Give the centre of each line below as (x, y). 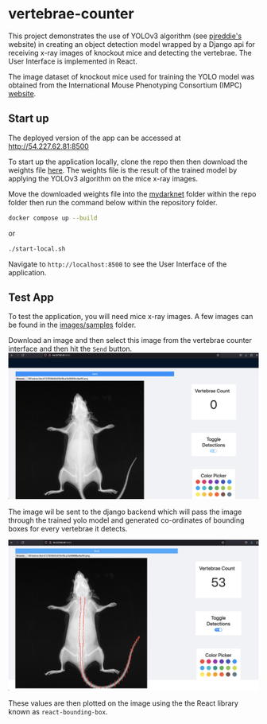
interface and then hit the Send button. (70, 349)
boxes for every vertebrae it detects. (68, 529)
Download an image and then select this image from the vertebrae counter (130, 341)
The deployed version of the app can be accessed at (95, 138)
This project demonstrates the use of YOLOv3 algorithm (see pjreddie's (125, 36)
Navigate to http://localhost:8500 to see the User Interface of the (118, 264)
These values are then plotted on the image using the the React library (123, 703)
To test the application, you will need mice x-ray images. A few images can (131, 317)
